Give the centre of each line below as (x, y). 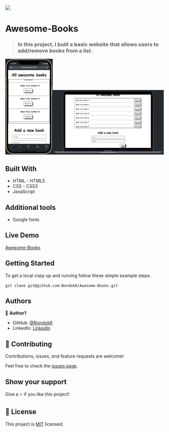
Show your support (36, 382)
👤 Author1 (16, 313)
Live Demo (22, 235)
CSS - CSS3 (25, 186)
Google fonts (26, 220)
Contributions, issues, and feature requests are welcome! (65, 356)
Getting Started (30, 264)
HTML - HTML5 (29, 181)
